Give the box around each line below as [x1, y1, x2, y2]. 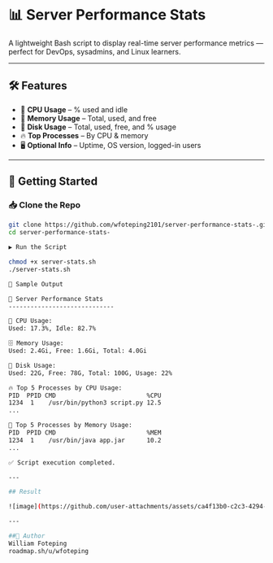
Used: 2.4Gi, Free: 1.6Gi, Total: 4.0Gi [8, 347, 148, 356]
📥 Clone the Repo [8, 199, 81, 211]
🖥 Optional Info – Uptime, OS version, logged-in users [19, 140, 201, 150]
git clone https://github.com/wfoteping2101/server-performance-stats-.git [8, 220, 271, 229]
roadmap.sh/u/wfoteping [8, 547, 89, 555]
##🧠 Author [8, 532, 45, 540]
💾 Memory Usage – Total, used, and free [19, 113, 157, 123]
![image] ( [8, 503, 42, 511]
